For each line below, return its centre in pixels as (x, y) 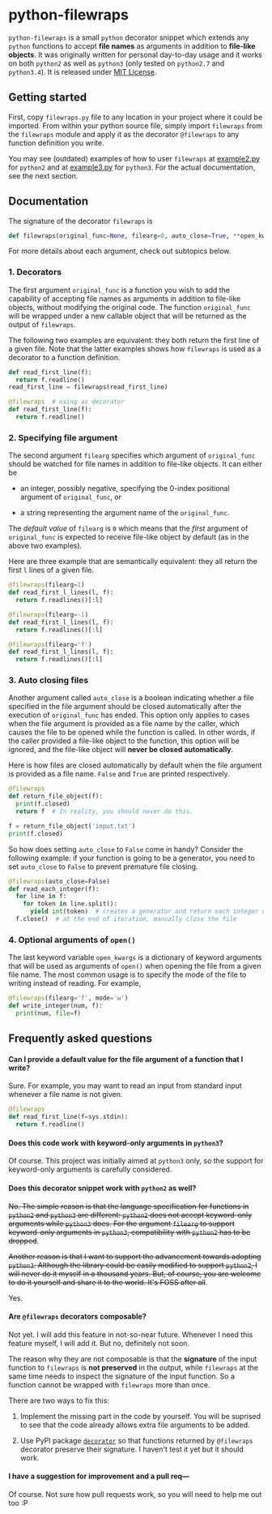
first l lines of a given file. (51, 570)
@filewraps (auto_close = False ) (59, 881)
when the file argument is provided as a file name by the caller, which (124, 724)
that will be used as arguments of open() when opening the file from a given (135, 966)
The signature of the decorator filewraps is (81, 221)
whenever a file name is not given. (66, 1095)
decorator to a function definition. (64, 357)
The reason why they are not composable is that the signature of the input (133, 1359)
